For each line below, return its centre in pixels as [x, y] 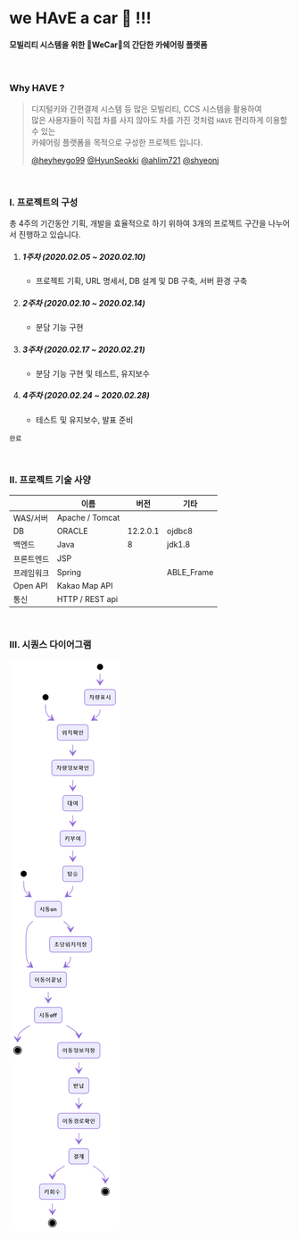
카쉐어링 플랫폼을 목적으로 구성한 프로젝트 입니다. [117, 142]
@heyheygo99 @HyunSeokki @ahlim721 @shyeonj [125, 160]
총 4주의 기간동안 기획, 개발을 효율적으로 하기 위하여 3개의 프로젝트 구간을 [138, 223]
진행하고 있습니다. [50, 234]
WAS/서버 [31, 518]
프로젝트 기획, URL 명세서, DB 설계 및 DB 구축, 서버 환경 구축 [141, 280]
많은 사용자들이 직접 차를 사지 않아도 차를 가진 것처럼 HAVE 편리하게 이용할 [159, 120]
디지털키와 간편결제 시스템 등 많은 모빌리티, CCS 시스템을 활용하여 [146, 109]
